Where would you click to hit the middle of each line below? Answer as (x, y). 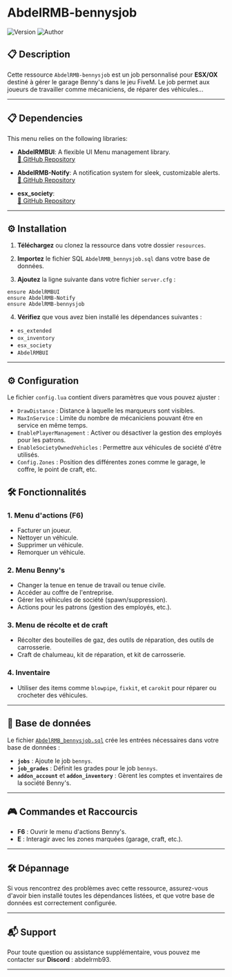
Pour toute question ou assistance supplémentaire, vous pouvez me (104, 952)
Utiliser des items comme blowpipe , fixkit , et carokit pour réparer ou (117, 687)
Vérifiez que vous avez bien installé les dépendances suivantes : (109, 317)
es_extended (34, 331)
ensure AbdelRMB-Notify (41, 298)
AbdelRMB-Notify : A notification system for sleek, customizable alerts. (118, 172)
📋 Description (39, 54)
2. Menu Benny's (36, 570)
